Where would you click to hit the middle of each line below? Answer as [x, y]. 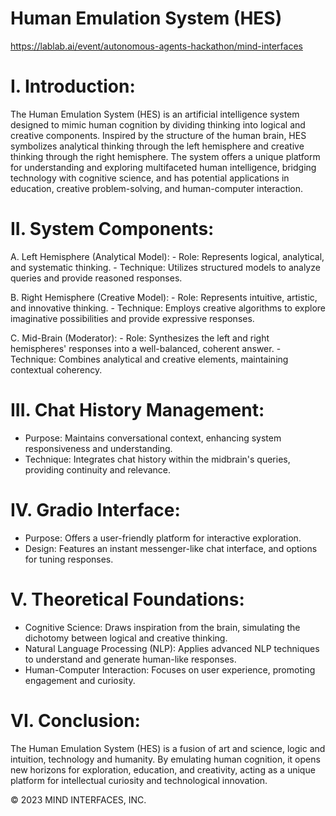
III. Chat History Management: [137, 410]
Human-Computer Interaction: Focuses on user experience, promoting [170, 669]
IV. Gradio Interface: [95, 509]
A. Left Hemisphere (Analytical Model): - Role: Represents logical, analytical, [167, 256]
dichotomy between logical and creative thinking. [126, 638]
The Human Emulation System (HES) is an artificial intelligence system [155, 114]
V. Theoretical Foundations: [127, 599]
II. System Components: [112, 229]
